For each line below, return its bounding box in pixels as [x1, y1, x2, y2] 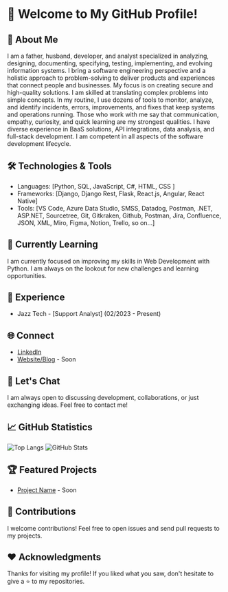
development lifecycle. [7, 140, 71, 147]
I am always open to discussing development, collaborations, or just [7, 394, 199, 402]
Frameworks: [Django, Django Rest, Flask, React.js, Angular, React [16, 189, 205, 198]
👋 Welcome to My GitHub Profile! [7, 6, 198, 22]
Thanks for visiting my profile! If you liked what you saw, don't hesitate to [7, 569, 214, 578]
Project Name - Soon [16, 485, 77, 494]
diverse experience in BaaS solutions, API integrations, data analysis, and [7, 125, 215, 133]
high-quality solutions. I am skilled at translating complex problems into [7, 89, 209, 96]
